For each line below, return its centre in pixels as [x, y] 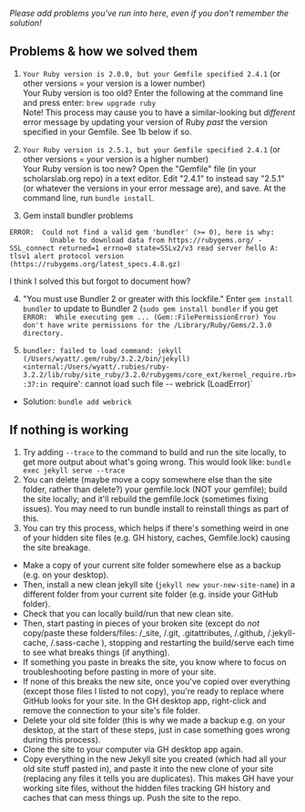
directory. [43, 333]
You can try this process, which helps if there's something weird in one [156, 527]
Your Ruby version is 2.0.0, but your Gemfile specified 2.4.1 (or [151, 73]
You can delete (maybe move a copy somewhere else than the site [147, 479]
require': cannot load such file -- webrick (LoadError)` [152, 383]
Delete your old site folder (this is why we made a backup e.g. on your [154, 720]
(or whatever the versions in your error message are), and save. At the [154, 188]
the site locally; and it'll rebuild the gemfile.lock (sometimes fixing [145, 499]
